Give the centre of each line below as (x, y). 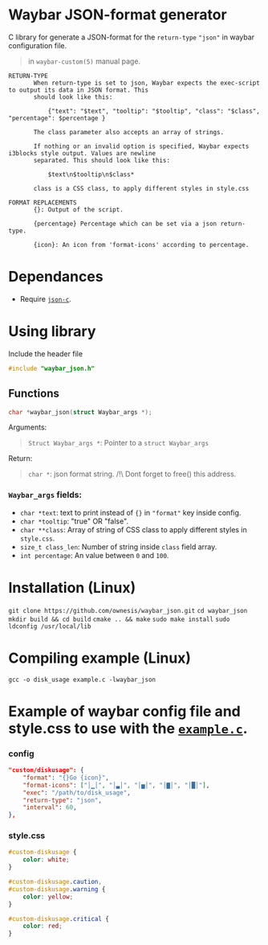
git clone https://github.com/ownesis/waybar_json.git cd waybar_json (128, 610)
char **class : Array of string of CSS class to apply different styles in (133, 529)
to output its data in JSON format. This (79, 90)
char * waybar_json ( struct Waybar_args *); (80, 412)
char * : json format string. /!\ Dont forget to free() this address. (132, 474)
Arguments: (28, 427)
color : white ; (46, 860)
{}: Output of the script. (79, 210)
